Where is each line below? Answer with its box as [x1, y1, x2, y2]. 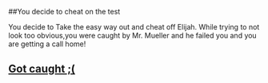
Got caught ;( [8, 62, 76, 76]
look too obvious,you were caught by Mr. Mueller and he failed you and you [8, 31, 258, 40]
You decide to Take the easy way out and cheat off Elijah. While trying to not [8, 22, 260, 31]
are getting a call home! [8, 39, 86, 49]
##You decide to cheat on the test [8, 7, 121, 16]
